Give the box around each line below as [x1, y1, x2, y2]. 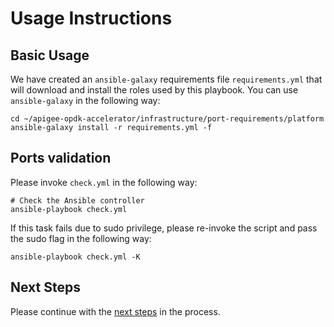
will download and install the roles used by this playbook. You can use [10, 84, 299, 96]
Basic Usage [10, 47, 90, 64]
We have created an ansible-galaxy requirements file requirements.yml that [10, 73, 323, 85]
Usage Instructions [10, 7, 173, 30]
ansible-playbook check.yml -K [10, 252, 141, 262]
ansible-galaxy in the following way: [10, 95, 161, 106]
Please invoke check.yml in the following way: [10, 176, 198, 188]
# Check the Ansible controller [10, 195, 145, 206]
